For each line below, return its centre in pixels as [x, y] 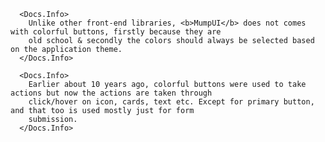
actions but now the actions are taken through [111, 93]
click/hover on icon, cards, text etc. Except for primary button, [171, 102]
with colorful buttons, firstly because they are [116, 32]
